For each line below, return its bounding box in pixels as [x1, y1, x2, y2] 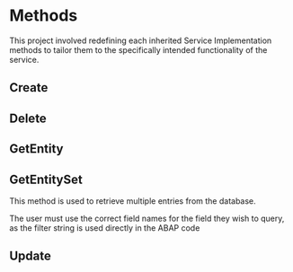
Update [9, 249, 52, 264]
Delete [9, 110, 47, 126]
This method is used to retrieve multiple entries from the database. [9, 195, 256, 206]
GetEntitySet [9, 171, 83, 187]
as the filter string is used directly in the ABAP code [9, 222, 200, 233]
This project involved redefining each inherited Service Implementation [9, 35, 272, 46]
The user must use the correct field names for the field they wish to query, [9, 213, 285, 224]
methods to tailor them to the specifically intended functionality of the [9, 44, 268, 55]
